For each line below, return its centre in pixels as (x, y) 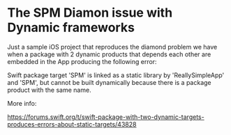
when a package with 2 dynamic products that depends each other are (109, 54)
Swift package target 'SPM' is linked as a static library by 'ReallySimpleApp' (116, 75)
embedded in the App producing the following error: (82, 61)
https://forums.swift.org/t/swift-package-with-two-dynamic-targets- (106, 117)
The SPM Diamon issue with (90, 13)
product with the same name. (50, 90)
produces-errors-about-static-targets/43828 (72, 124)
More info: (22, 103)
